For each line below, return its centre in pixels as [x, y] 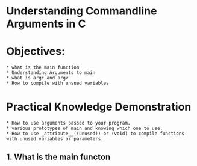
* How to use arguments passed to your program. [68, 123]
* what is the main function [43, 67]
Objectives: [36, 51]
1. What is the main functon [58, 157]
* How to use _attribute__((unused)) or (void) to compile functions [95, 134]
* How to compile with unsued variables [58, 83]
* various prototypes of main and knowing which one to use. [85, 128]
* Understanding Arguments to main [51, 73]
